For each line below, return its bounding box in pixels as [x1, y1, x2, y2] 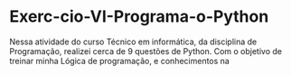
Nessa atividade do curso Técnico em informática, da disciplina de [9, 36, 258, 47]
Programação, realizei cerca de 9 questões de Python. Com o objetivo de [9, 45, 283, 56]
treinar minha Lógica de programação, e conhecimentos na [9, 55, 230, 66]
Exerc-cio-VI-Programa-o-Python [9, 6, 269, 27]
